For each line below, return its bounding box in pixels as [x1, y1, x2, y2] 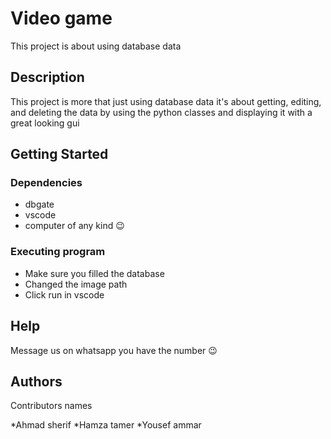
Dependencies [10, 176, 83, 190]
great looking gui [10, 117, 80, 129]
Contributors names [10, 400, 93, 412]
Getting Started [10, 146, 109, 163]
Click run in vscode [24, 288, 105, 301]
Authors [10, 373, 63, 390]
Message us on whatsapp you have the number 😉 [10, 344, 218, 356]
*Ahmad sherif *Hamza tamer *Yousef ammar [10, 419, 202, 431]
